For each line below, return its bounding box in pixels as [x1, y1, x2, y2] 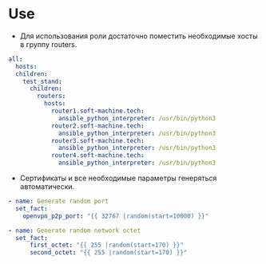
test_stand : [22, 77, 62, 85]
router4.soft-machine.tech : [50, 152, 145, 160]
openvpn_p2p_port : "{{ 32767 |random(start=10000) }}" [22, 212, 209, 220]
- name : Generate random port [8, 197, 109, 206]
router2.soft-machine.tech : [50, 121, 145, 130]
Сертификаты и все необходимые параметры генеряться [19, 173, 217, 183]
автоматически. [19, 182, 75, 191]
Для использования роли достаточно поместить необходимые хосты [19, 31, 258, 41]
